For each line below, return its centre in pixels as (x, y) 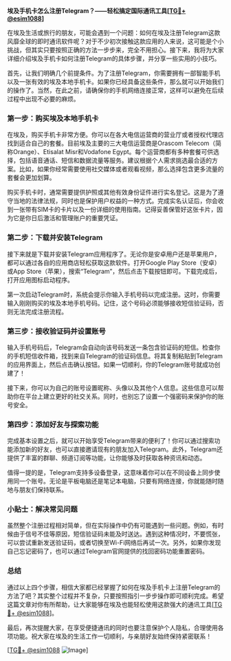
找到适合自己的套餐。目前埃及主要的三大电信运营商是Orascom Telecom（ (111, 143)
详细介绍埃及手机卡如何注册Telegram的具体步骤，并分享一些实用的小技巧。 (114, 58)
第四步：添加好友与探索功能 (53, 424)
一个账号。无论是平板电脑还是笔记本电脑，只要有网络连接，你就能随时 (118, 481)
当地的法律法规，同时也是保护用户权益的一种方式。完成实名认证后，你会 (115, 201)
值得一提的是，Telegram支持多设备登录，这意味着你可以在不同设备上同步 (111, 473)
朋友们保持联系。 (43, 490)
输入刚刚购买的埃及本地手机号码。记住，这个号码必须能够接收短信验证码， (112, 303)
